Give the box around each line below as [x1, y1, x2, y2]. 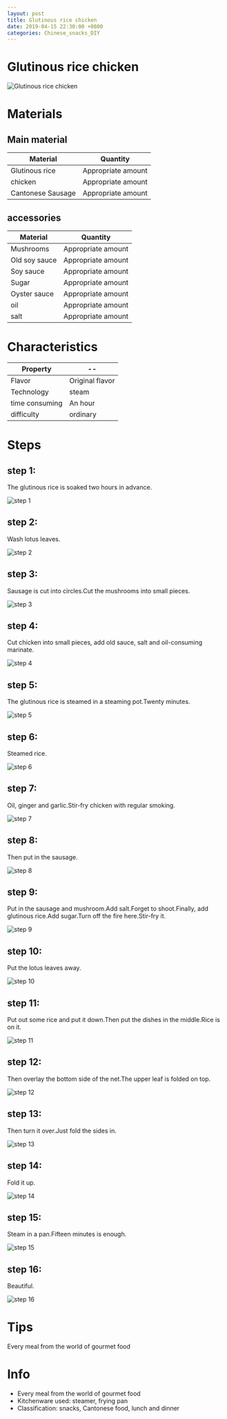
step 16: [7, 1263, 42, 1275]
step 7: [7, 783, 37, 795]
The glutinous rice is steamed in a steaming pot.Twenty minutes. [7, 698, 191, 706]
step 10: [7, 945, 43, 957]
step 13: [7, 1108, 42, 1120]
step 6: [7, 731, 38, 743]
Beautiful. [7, 1282, 34, 1290]
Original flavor [69, 375, 115, 385]
